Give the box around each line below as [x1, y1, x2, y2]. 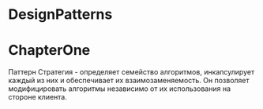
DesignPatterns [8, 5, 113, 24]
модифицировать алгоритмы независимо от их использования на [8, 84, 231, 93]
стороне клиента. [8, 93, 67, 102]
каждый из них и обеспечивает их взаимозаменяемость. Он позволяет [8, 76, 250, 85]
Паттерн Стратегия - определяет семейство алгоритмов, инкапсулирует [8, 67, 255, 77]
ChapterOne [8, 42, 91, 60]
